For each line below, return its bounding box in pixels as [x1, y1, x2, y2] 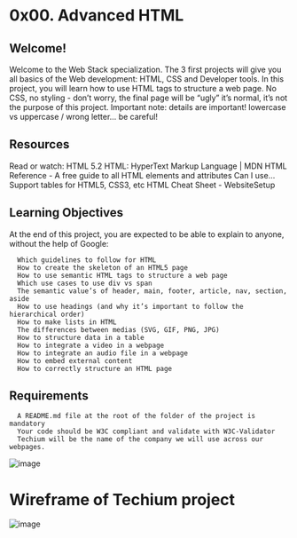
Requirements [9, 388, 89, 404]
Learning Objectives [9, 205, 124, 220]
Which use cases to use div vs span [17, 279, 152, 288]
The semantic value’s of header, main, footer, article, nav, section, [17, 286, 288, 296]
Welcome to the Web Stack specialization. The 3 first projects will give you [9, 64, 282, 75]
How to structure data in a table [17, 333, 145, 342]
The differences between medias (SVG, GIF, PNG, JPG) [17, 325, 220, 334]
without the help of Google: [9, 238, 109, 249]
